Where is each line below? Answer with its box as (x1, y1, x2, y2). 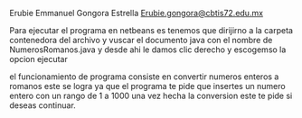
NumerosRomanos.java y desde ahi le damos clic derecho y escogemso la (9, 44, 287, 55)
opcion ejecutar (9, 54, 68, 64)
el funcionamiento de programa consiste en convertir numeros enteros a (9, 71, 279, 82)
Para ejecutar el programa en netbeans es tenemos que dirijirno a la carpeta (9, 25, 294, 35)
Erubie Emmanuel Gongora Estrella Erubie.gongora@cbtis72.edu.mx (9, 8, 264, 18)
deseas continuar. (9, 100, 77, 111)
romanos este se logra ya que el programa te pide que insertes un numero (9, 81, 287, 91)
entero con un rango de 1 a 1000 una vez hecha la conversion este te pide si (9, 90, 293, 101)
